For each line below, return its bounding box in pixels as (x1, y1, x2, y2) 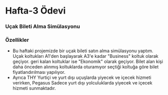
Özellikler (5, 37, 29, 44)
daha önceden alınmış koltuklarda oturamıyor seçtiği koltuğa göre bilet (12, 64, 159, 70)
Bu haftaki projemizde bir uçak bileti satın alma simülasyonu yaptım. (12, 48, 154, 54)
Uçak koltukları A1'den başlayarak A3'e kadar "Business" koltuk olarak (12, 53, 159, 59)
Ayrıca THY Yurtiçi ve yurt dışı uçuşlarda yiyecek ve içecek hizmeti (12, 74, 151, 80)
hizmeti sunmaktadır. (12, 85, 57, 91)
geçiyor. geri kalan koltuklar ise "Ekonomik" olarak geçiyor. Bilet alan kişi (12, 58, 163, 65)
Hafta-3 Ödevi (5, 5, 66, 17)
